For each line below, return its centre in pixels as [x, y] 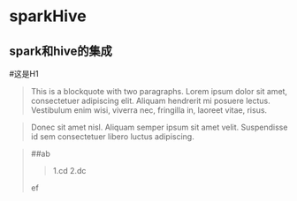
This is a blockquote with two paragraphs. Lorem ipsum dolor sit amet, [159, 91]
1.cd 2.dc [69, 171]
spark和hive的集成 [61, 51]
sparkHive [48, 16]
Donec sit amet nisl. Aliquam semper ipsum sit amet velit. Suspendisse [159, 127]
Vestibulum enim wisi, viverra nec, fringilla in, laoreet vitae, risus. [149, 110]
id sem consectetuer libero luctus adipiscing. [112, 137]
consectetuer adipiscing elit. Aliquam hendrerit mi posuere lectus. [151, 100]
